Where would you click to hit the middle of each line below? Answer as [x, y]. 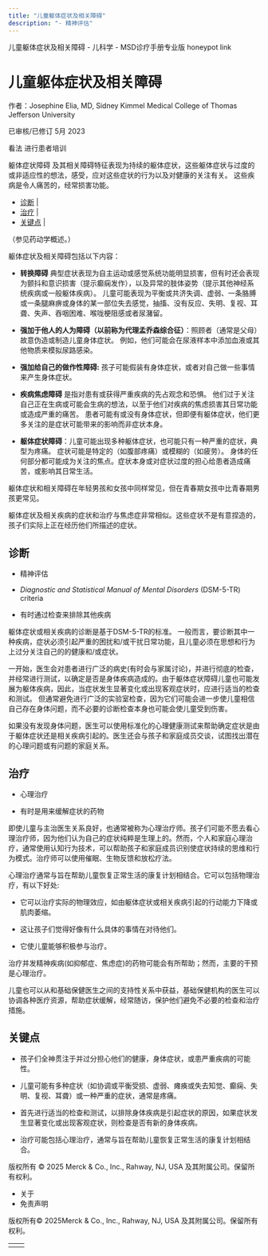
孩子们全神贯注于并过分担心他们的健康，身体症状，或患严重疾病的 [128, 1058]
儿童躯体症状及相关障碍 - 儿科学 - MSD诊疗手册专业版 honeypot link [120, 47]
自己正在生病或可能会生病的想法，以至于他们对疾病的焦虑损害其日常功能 [138, 404]
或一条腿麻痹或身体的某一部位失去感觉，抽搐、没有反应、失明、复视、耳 [138, 303]
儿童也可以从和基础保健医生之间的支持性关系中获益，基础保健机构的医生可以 [134, 990]
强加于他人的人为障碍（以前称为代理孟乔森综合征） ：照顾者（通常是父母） [138, 330]
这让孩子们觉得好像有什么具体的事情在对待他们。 [100, 930]
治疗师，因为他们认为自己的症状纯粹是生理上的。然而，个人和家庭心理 [130, 838]
